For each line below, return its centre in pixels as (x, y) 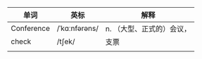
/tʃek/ (66, 41)
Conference (31, 28)
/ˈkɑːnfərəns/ (77, 28)
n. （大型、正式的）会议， (148, 29)
